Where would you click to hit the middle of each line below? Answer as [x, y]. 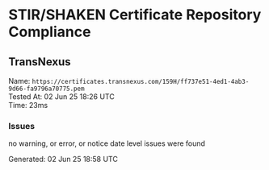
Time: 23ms [28, 105]
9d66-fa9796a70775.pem [46, 89]
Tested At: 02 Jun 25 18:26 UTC [61, 97]
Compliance [50, 32]
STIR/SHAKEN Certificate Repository [135, 15]
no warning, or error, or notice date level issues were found [107, 143]
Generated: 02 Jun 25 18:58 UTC [63, 160]
